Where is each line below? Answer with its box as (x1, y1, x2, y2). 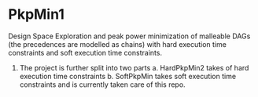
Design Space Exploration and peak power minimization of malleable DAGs (8, 31, 251, 41)
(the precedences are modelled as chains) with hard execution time (8, 39, 227, 48)
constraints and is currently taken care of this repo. (19, 80, 186, 89)
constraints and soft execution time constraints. (8, 48, 163, 57)
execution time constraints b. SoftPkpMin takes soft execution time (19, 71, 237, 81)
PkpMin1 (8, 5, 65, 23)
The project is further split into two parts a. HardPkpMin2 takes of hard (19, 63, 249, 72)
